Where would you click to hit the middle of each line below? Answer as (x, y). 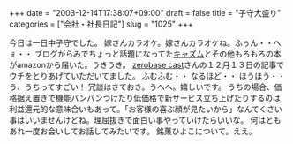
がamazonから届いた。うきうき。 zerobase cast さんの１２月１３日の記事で (147, 65)
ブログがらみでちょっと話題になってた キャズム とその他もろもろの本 (158, 54)
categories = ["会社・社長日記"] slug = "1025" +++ (101, 24)
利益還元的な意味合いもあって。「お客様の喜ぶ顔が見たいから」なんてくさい (146, 109)
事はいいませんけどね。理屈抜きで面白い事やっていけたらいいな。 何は (138, 120)
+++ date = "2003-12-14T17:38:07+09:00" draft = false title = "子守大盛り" (145, 13)
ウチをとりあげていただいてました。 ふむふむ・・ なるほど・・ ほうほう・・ (147, 76)
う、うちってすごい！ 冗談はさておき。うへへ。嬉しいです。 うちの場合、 (142, 87)
